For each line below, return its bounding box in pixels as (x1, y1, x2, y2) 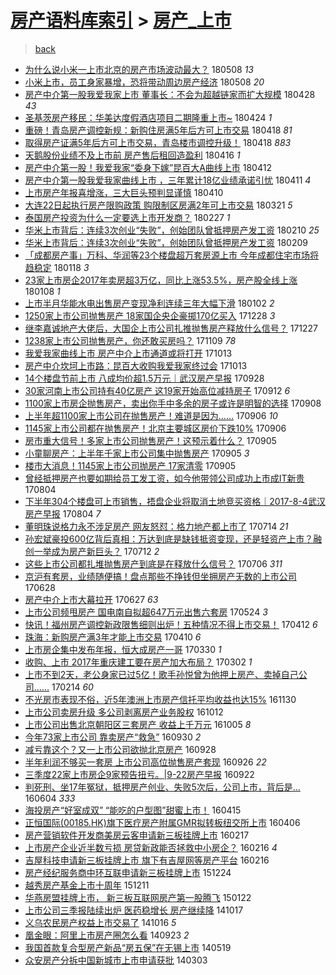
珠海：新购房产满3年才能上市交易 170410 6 (24, 631, 202, 643)
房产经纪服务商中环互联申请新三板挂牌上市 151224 (24, 866, 232, 878)
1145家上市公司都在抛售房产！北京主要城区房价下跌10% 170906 (24, 422, 287, 434)
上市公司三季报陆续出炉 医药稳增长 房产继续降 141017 (24, 904, 244, 916)
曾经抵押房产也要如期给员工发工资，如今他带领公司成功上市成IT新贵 (24, 472, 305, 484)
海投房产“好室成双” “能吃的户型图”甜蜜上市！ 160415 (24, 804, 242, 816)
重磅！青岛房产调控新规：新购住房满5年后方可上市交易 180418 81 (24, 124, 293, 136)
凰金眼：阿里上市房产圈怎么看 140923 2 (24, 929, 190, 941)
